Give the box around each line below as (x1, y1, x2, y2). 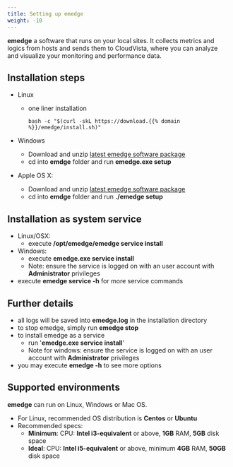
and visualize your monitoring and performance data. (7, 51, 162, 60)
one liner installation (28, 104, 87, 113)
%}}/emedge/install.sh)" (28, 124, 102, 131)
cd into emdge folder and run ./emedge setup (28, 192, 164, 201)
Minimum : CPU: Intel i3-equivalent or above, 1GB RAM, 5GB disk (28, 429, 220, 437)
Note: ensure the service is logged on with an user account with (28, 262, 215, 271)
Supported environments (7, 382, 120, 394)
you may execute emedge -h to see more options (17, 361, 162, 370)
